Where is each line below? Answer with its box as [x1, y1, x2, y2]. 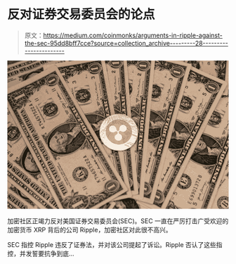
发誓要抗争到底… [25, 249, 75, 258]
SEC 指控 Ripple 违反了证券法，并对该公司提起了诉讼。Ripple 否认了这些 [7, 240, 216, 249]
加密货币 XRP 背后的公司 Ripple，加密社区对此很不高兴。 [7, 225, 172, 234]
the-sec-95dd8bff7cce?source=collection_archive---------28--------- [24, 39, 228, 47]
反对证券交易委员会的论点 [7, 6, 156, 23]
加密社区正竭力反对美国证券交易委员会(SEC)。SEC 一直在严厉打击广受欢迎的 [7, 216, 229, 225]
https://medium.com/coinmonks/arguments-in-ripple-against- [43, 31, 223, 39]
